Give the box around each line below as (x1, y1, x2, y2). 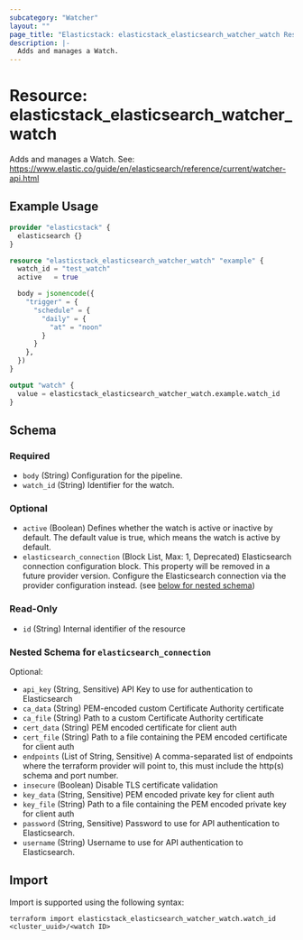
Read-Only (9, 603, 59, 615)
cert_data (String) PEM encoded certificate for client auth (22, 723, 237, 733)
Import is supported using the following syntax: (9, 897, 185, 908)
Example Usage (9, 199, 99, 215)
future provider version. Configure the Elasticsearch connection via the (22, 570, 287, 582)
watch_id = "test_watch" (17, 264, 111, 273)
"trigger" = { (25, 298, 78, 307)
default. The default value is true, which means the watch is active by (22, 532, 281, 543)
